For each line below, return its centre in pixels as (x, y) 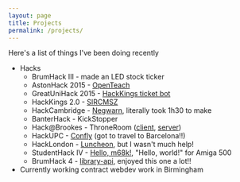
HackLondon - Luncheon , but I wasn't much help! (113, 145)
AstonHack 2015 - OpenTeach (81, 85)
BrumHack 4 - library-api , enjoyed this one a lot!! (112, 161)
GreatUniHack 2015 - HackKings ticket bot (101, 94)
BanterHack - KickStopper (75, 119)
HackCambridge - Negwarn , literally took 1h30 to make (122, 110)
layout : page (30, 15)
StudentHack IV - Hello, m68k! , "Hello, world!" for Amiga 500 (132, 153)
